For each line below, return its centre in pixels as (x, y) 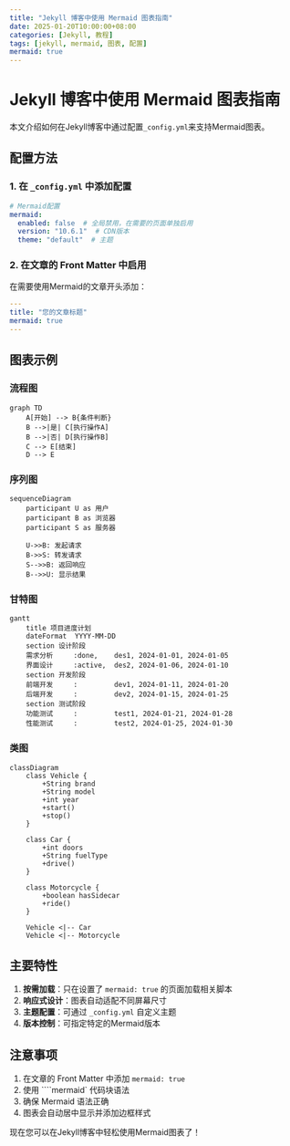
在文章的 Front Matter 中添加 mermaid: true (104, 1078)
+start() (59, 807)
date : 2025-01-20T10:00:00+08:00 (73, 26)
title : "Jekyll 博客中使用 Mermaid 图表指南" (91, 18)
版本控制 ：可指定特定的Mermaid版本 (92, 1024)
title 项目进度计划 (58, 629)
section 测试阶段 (56, 704)
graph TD (26, 408)
